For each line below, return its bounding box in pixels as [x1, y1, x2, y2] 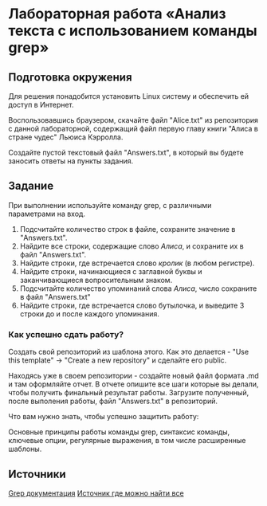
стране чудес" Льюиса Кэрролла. [8, 132, 124, 142]
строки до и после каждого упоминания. [19, 308, 159, 319]
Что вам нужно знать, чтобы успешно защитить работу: [8, 412, 199, 422]
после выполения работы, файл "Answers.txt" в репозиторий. [8, 396, 218, 406]
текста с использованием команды [8, 22, 257, 40]
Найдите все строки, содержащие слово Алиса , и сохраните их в [19, 241, 245, 251]
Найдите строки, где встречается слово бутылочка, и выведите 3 [19, 300, 245, 310]
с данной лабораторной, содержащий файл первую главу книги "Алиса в [8, 124, 259, 133]
